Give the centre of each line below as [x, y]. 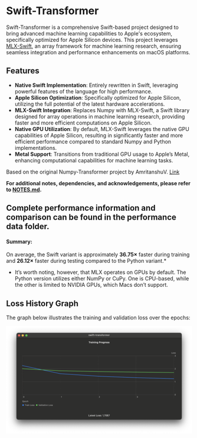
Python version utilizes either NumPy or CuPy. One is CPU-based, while [102, 279]
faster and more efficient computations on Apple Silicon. [83, 123]
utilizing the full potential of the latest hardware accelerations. [90, 104]
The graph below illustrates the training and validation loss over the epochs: [98, 318]
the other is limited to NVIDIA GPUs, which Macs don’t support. [91, 285]
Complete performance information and [81, 208]
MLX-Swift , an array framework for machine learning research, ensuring [94, 46]
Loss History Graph [42, 303]
